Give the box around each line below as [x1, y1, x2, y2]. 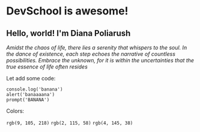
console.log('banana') [6, 86, 63, 92]
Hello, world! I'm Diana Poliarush [6, 28, 131, 38]
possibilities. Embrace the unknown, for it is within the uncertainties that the [6, 57, 194, 64]
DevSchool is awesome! [6, 4, 129, 18]
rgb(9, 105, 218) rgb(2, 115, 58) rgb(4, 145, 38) [6, 120, 133, 126]
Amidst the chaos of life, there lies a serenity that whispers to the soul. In [6, 44, 187, 51]
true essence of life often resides [6, 63, 88, 70]
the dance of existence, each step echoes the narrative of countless [6, 50, 176, 58]
